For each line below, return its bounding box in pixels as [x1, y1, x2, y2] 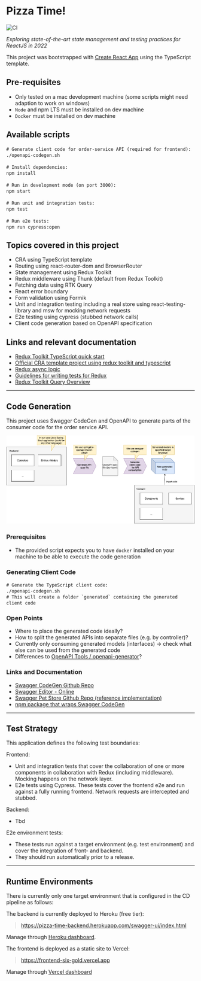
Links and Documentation [6, 668, 83, 676]
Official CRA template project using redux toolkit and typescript [14, 359, 171, 366]
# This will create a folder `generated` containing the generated [6, 594, 178, 600]
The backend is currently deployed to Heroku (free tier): [6, 910, 144, 918]
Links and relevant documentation [6, 337, 136, 347]
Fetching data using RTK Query [14, 281, 93, 288]
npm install [6, 170, 36, 176]
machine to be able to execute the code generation [14, 552, 141, 560]
